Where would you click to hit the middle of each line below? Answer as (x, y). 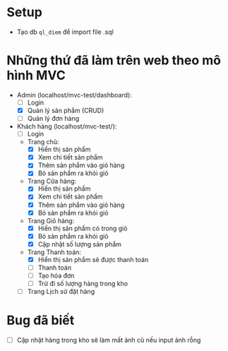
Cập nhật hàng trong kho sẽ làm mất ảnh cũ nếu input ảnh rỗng (109, 340)
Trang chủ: (43, 142)
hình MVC (36, 76)
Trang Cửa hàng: (52, 182)
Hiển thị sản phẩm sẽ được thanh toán (93, 259)
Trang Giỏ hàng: (51, 220)
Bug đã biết (41, 320)
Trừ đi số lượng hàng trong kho (83, 284)
